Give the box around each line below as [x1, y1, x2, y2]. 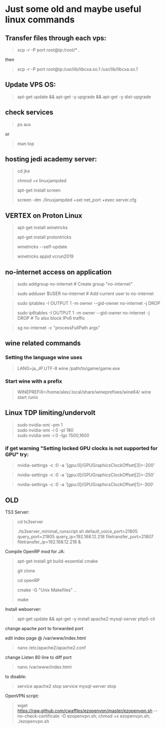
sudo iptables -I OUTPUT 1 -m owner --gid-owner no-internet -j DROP [17, 300, 161, 306]
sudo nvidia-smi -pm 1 [17, 422, 63, 428]
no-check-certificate [17, 713, 60, 719]
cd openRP [17, 577, 40, 583]
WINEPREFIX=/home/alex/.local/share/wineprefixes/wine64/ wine [17, 389, 152, 395]
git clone [17, 568, 36, 574]
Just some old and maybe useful [5, 3, 142, 15]
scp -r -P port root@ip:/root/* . [17, 47, 80, 53]
